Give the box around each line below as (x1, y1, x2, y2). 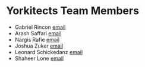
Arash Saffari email (14, 29, 62, 36)
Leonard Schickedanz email (14, 48, 83, 55)
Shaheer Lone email (14, 55, 64, 62)
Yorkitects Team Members (6, 4, 140, 18)
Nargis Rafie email (14, 36, 60, 43)
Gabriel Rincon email (14, 24, 66, 31)
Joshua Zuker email (14, 42, 64, 49)
